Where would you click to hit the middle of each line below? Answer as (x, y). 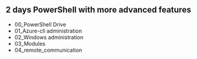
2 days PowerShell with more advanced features (98, 10)
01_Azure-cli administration (48, 31)
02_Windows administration (49, 37)
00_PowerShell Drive (40, 24)
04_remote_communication (48, 50)
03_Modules (30, 43)
